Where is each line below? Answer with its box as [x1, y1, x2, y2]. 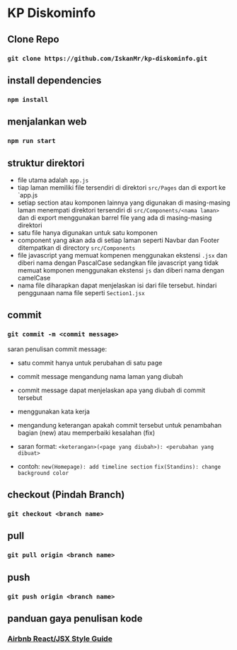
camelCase [17, 273, 51, 282]
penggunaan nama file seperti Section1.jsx [17, 288, 145, 297]
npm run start [7, 137, 56, 145]
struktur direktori [7, 157, 85, 169]
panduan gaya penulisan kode [7, 612, 143, 625]
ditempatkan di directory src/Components [17, 243, 136, 252]
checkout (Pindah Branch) [7, 489, 125, 501]
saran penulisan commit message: [7, 345, 108, 353]
